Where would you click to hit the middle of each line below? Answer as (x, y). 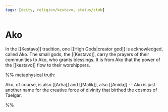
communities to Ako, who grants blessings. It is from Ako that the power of (83, 60)
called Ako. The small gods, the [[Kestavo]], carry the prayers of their (77, 54)
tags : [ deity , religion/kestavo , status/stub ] (55, 10)
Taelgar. (14, 95)
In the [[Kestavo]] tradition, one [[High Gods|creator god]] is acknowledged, (84, 49)
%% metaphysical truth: (30, 75)
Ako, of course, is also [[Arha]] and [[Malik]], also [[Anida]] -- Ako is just (80, 84)
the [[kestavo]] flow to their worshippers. (48, 65)
